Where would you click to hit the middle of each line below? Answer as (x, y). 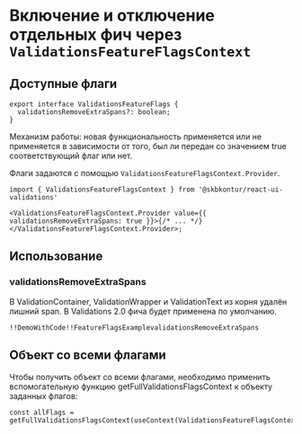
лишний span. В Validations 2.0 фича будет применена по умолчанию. (143, 311)
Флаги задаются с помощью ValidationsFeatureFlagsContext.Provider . (145, 173)
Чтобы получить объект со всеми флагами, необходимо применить (140, 376)
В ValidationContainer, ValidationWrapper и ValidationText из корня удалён (148, 301)
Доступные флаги (63, 83)
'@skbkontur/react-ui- (240, 190)
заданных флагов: (44, 395)
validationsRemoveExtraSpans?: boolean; (94, 112)
